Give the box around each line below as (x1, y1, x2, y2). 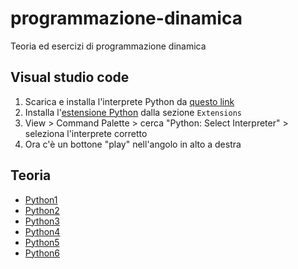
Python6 (24, 247, 61, 259)
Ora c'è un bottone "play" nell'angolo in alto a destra (24, 138, 242, 150)
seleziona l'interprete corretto (24, 127, 148, 139)
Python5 (24, 236, 60, 248)
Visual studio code (10, 69, 130, 86)
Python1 (24, 193, 58, 206)
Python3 (24, 215, 60, 227)
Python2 (24, 204, 60, 216)
